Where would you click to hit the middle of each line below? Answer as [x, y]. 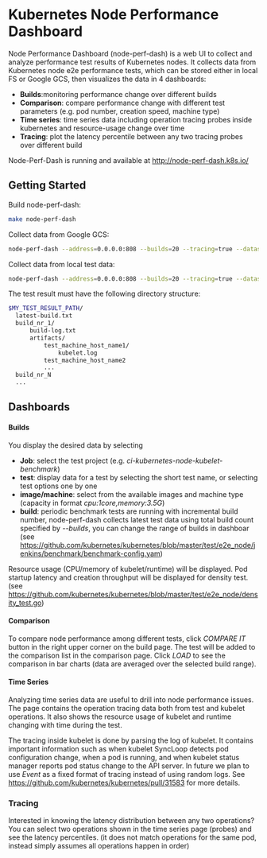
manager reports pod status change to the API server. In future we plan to [129, 766]
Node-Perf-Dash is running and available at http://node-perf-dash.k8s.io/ [128, 160]
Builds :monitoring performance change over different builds [118, 94]
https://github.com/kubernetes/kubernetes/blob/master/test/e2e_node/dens [133, 594]
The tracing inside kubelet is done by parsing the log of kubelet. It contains [131, 740]
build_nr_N [33, 375]
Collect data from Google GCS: [59, 234]
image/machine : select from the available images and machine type [132, 494]
